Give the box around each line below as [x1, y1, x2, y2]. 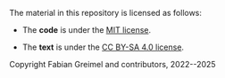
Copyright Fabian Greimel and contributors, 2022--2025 [9, 59, 216, 69]
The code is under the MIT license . [21, 25, 152, 35]
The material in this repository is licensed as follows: [9, 8, 203, 18]
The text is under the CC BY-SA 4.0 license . [21, 42, 185, 52]
